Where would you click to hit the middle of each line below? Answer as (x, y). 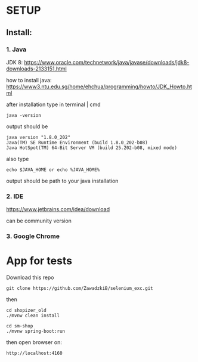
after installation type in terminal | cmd (53, 104)
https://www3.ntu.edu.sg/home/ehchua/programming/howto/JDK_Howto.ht (99, 86)
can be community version (39, 221)
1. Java (16, 49)
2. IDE (15, 196)
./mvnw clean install (33, 316)
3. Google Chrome (33, 236)
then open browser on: (34, 342)
